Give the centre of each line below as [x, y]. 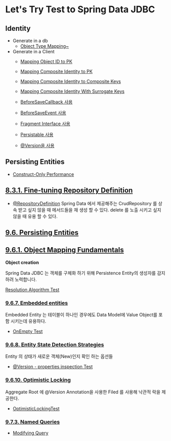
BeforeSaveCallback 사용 [46, 102]
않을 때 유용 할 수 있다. [35, 216]
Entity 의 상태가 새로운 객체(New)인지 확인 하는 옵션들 [59, 356]
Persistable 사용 [37, 135]
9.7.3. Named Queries [33, 422]
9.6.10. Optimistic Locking [38, 380]
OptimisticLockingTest [36, 408]
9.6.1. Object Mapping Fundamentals [65, 250]
